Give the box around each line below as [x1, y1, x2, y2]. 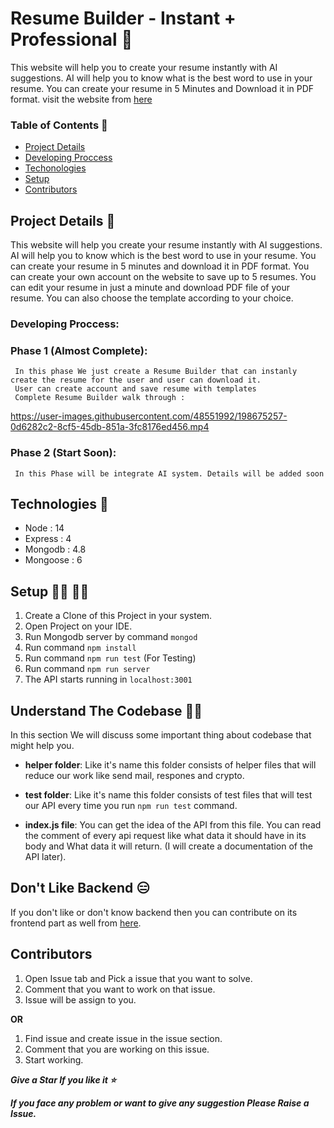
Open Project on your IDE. [24, 620, 133, 632]
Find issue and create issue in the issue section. [24, 1032, 223, 1044]
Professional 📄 [10, 28, 133, 51]
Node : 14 [24, 522, 65, 534]
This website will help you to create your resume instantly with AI [10, 61, 278, 73]
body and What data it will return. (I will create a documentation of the [24, 840, 313, 852]
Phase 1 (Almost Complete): [10, 343, 148, 357]
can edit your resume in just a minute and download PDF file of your [10, 282, 291, 294]
